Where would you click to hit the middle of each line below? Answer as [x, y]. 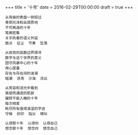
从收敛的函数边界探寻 [23, 53]
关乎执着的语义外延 [22, 38]
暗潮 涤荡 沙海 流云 [26, 78]
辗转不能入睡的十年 [22, 98]
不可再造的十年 [18, 28]
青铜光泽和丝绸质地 [22, 22]
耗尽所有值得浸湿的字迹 [25, 109]
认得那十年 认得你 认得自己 [31, 123]
